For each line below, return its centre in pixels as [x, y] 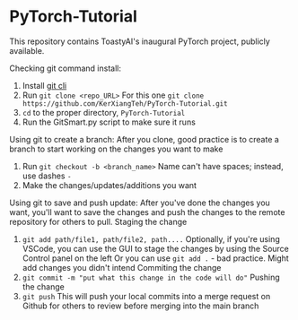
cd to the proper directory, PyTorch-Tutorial [104, 112]
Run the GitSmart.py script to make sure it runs [109, 122]
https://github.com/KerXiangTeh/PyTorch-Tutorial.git [125, 104]
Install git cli [44, 85]
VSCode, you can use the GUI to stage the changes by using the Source [156, 248]
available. [27, 50]
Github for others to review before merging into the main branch [140, 306]
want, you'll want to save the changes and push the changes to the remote [147, 212]
